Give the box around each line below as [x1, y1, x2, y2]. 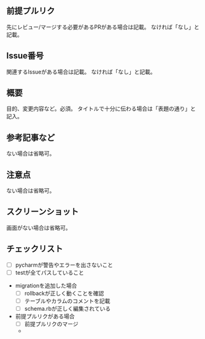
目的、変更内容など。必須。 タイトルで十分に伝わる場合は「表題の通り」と [6, 105, 196, 112]
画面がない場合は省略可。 [6, 224, 71, 231]
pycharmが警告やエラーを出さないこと [15, 261, 114, 269]
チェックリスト [6, 244, 63, 254]
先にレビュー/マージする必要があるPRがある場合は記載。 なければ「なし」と [6, 23, 199, 31]
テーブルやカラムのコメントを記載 [24, 297, 110, 305]
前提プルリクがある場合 [15, 313, 75, 320]
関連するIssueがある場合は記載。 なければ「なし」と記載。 [6, 68, 156, 75]
